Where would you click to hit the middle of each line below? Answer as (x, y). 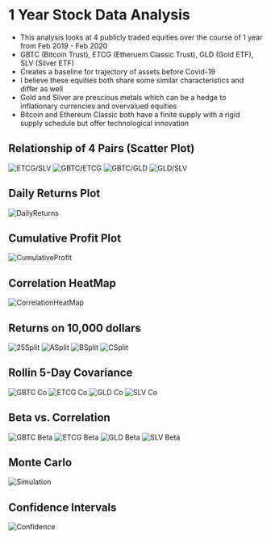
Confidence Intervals (63, 507)
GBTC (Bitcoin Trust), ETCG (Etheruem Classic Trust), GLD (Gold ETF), (137, 54)
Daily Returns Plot (54, 194)
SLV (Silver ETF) (47, 63)
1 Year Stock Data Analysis (100, 15)
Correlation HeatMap (63, 283)
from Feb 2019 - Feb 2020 (64, 45)
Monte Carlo (40, 463)
